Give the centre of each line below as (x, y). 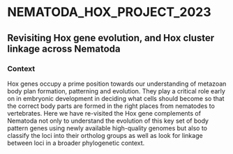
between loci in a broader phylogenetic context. (76, 143)
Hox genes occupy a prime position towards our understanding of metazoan (117, 84)
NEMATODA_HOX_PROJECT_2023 (109, 12)
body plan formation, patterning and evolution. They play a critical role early (116, 91)
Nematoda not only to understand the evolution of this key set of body (108, 121)
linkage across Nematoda (64, 48)
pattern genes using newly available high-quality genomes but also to (107, 128)
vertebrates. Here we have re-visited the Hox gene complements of (104, 113)
